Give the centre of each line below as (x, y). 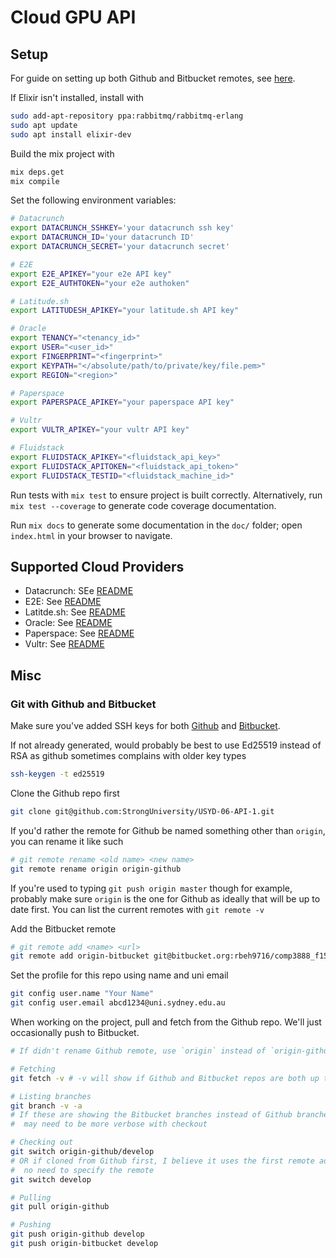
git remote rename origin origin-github (96, 869)
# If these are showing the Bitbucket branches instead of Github (151, 1115)
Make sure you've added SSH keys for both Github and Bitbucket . (145, 725)
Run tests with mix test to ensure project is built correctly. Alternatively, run (166, 495)
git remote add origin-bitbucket (80, 956)
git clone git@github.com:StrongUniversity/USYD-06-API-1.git (142, 811)
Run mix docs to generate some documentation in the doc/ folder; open (156, 525)
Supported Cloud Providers (97, 566)
